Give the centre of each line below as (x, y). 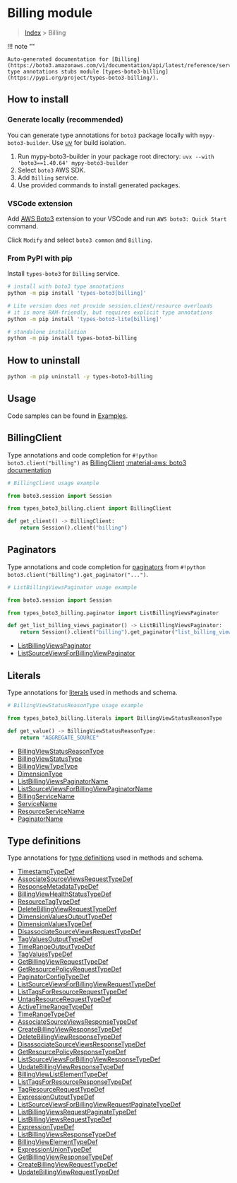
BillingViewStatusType (50, 759)
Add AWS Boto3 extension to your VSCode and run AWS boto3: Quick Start (117, 218)
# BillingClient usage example (53, 483)
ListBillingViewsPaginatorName (63, 781)
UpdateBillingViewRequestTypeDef (68, 1172)
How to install (38, 99)
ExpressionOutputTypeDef (56, 1097)
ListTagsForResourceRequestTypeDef (72, 992)
